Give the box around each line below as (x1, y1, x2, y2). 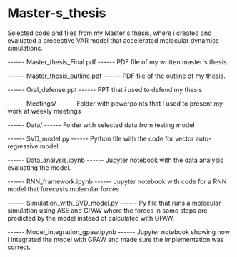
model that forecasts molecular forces (7, 184, 120, 193)
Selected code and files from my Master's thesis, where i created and (7, 29, 212, 37)
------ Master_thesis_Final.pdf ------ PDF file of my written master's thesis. (7, 57, 229, 66)
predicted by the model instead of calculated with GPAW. (7, 213, 175, 222)
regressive (7, 141, 39, 151)
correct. (7, 243, 31, 251)
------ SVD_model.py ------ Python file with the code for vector (7, 134, 194, 143)
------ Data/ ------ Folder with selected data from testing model (7, 120, 195, 129)
